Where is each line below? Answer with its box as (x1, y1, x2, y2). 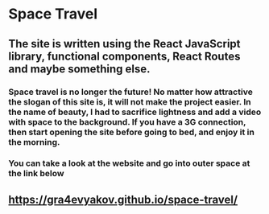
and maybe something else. (8, 62, 151, 76)
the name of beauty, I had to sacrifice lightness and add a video (8, 106, 262, 117)
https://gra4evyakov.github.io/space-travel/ (8, 192, 238, 206)
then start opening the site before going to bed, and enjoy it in (8, 126, 255, 138)
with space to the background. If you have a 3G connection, (8, 116, 246, 127)
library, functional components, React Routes (8, 49, 241, 63)
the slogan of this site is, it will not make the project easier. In (8, 96, 251, 107)
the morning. (8, 136, 60, 147)
